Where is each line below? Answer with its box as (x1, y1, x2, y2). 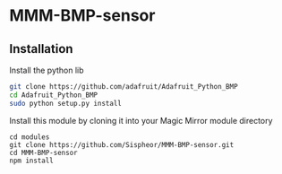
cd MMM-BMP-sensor (9, 148, 78, 157)
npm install (9, 156, 54, 165)
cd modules (9, 132, 50, 142)
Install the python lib (9, 65, 84, 75)
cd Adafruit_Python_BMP (9, 91, 98, 100)
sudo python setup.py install (9, 99, 123, 108)
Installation (9, 41, 73, 57)
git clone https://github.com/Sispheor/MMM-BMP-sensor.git (9, 140, 235, 149)
